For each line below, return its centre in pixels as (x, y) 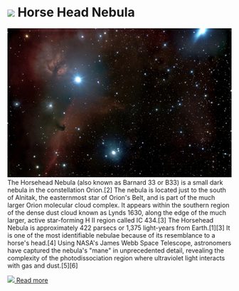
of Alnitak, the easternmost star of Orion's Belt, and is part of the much (111, 198)
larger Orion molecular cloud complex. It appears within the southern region (118, 205)
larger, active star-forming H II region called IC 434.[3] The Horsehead (111, 221)
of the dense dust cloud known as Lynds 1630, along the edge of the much (117, 213)
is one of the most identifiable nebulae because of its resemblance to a (111, 236)
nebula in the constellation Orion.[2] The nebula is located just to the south (117, 190)
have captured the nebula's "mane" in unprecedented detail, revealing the (116, 250)
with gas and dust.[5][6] (43, 266)
